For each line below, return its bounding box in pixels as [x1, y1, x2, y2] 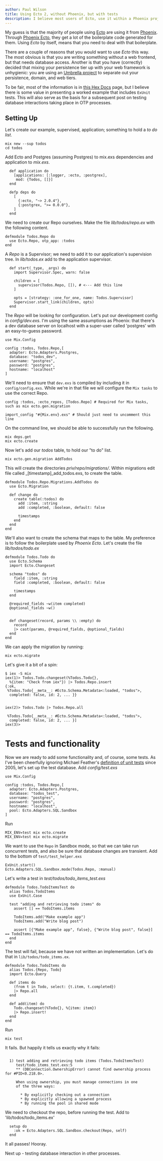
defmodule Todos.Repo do [5, 234, 55, 239]
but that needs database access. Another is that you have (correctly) [5, 59, 143, 66]
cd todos [5, 146, 23, 151]
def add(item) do [9, 1001, 45, 1007]
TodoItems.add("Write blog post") [14, 919, 83, 924]
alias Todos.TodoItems [9, 889, 55, 894]
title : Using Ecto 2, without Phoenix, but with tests [5, 12, 118, 17]
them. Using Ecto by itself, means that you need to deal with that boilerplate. [5, 40, 158, 46]
